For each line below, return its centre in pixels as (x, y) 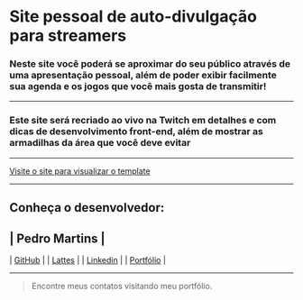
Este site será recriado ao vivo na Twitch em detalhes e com (143, 121)
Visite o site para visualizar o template (80, 171)
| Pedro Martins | (57, 238)
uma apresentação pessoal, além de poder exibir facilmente (143, 76)
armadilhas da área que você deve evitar (100, 143)
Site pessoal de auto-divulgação (133, 17)
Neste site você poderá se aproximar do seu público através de (150, 64)
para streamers (68, 36)
